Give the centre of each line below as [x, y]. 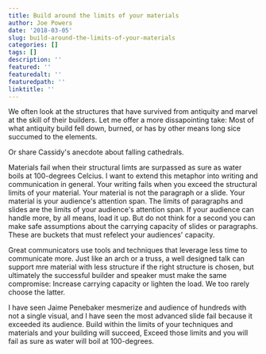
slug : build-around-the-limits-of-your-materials [92, 38]
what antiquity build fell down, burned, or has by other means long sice [124, 128]
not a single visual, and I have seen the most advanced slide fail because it [130, 316]
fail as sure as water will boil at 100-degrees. [81, 341]
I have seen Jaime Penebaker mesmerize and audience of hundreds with [127, 308]
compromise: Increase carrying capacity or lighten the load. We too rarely [129, 284]
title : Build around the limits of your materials [94, 15]
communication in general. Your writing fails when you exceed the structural [133, 185]
